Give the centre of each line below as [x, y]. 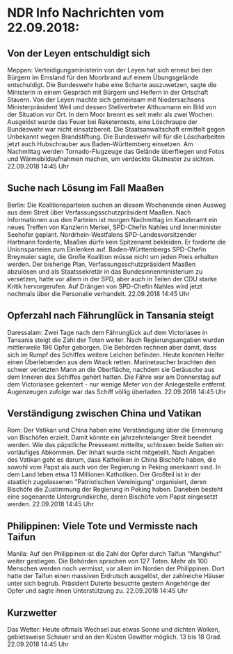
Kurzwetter [32, 613]
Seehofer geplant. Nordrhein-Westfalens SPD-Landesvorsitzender [102, 234]
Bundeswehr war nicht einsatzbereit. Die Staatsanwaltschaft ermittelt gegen [116, 129]
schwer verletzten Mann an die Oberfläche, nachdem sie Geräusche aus [111, 369]
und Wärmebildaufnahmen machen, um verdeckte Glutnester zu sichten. [111, 159]
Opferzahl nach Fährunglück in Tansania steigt [111, 316]
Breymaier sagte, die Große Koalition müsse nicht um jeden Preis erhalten [113, 256]
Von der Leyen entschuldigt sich [79, 53]
